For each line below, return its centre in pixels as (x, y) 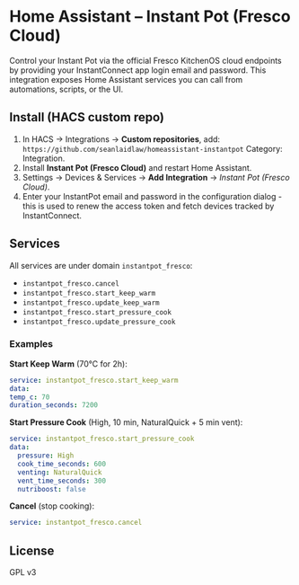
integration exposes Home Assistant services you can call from (126, 79)
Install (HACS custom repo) (87, 117)
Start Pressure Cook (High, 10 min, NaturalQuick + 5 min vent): (126, 422)
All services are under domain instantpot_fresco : (101, 265)
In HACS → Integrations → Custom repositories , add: (121, 139)
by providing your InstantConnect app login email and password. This (138, 70)
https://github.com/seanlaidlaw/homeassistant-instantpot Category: (152, 148)
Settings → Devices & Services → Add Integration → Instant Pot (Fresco (156, 177)
